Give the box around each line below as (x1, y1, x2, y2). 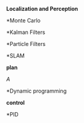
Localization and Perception (6, 5, 79, 12)
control (6, 99, 25, 106)
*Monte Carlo (6, 17, 41, 24)
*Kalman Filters (6, 28, 45, 36)
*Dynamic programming (6, 87, 67, 95)
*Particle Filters (6, 41, 46, 47)
